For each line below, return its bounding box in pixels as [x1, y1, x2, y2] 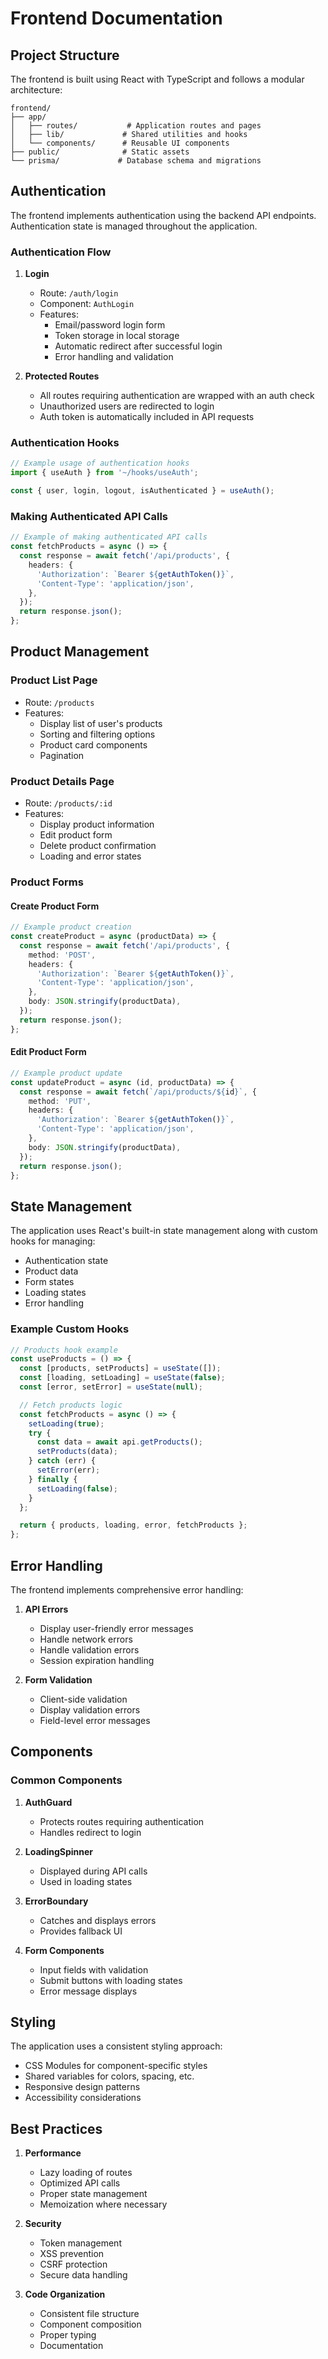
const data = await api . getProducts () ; [36, 1437, 203, 1447]
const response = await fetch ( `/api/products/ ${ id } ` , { [19, 1087, 257, 1097]
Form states [24, 1276, 75, 1288]
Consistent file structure [39, 2308, 140, 2320]
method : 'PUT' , [28, 1096, 92, 1106]
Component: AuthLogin [39, 298, 135, 310]
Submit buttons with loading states [39, 1974, 183, 1986]
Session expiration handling [39, 1654, 155, 1666]
